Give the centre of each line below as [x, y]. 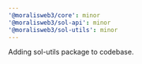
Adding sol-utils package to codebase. [71, 52]
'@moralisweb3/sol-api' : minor [60, 23]
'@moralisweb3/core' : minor [54, 15]
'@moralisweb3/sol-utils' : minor [63, 30]
